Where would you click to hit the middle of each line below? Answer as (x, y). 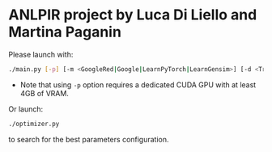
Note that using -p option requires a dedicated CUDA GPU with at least (138, 84)
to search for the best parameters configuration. (89, 139)
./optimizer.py (34, 124)
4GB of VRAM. (44, 93)
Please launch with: (41, 54)
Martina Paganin (65, 32)
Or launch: (26, 109)
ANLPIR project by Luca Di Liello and (133, 15)
